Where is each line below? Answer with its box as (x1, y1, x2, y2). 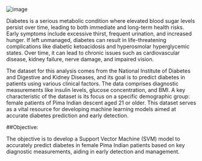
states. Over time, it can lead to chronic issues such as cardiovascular (6, 49, 180, 56)
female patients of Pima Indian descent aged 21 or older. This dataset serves (6, 99, 197, 106)
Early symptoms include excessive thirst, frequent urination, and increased (6, 30, 192, 37)
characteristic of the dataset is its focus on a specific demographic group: (6, 93, 190, 100)
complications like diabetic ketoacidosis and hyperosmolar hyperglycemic (6, 43, 190, 50)
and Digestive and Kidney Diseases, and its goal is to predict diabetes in (6, 74, 186, 80)
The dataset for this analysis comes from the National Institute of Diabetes (6, 67, 191, 74)
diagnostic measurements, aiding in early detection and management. (6, 148, 180, 155)
